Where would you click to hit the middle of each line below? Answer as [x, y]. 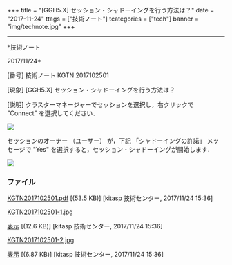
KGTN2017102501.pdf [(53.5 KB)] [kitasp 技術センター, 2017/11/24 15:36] [110, 198]
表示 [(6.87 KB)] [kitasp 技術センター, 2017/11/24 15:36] [86, 255]
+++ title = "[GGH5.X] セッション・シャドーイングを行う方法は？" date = [111, 10]
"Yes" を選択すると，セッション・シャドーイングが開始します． [123, 149]
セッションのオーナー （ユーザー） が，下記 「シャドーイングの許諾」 [106, 141]
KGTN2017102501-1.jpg [40, 212]
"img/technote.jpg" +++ [41, 27]
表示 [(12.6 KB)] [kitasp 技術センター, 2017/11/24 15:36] [85, 226]
